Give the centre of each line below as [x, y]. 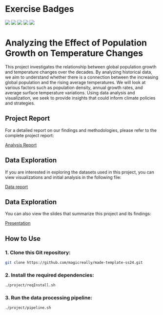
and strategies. [20, 103]
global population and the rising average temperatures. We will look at [75, 82]
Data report [17, 187]
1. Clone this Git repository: [38, 252]
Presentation [18, 223]
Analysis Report [21, 145]
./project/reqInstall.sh [30, 285]
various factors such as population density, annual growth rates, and [74, 87]
